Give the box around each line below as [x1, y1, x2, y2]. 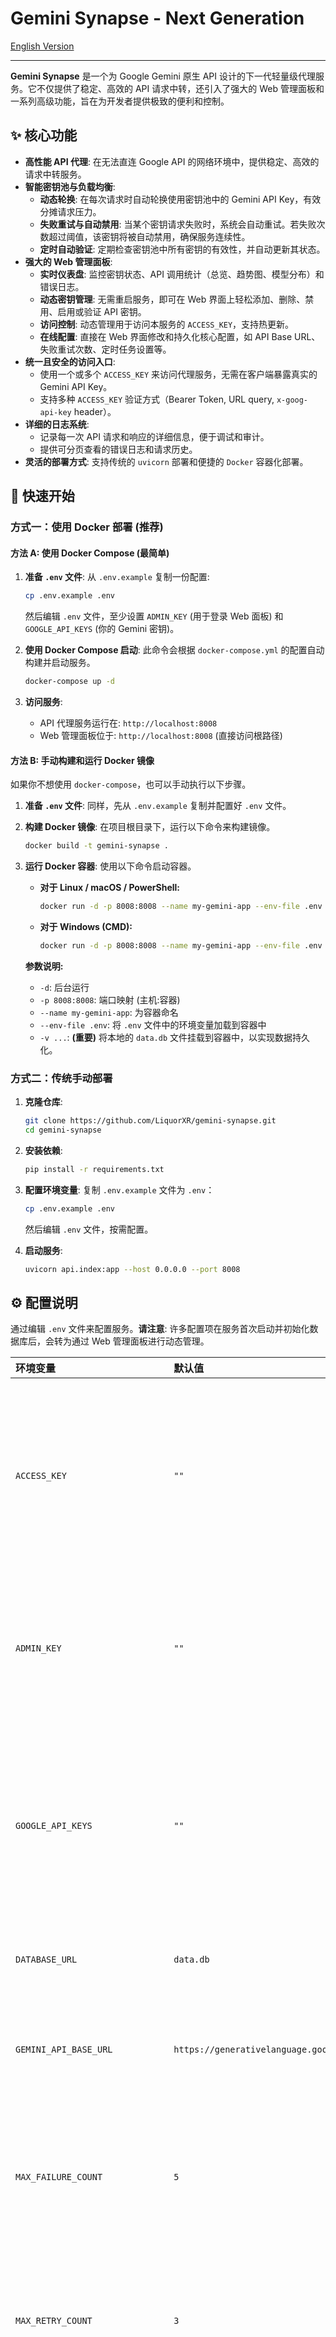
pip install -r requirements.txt [24, 1164, 165, 1174]
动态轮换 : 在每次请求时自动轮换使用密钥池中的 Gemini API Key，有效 [39, 193, 322, 205]
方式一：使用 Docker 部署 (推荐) [10, 520, 164, 534]
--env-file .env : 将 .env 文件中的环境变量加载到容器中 [39, 1018, 267, 1031]
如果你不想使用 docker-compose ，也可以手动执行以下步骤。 [10, 778, 252, 791]
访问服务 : [24, 696, 63, 708]
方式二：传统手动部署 [10, 1071, 113, 1085]
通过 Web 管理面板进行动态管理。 [71, 1335, 210, 1347]
